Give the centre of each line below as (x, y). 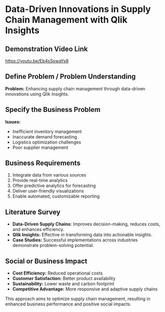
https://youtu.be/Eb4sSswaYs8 (37, 61)
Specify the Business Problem (53, 110)
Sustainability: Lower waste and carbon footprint (63, 284)
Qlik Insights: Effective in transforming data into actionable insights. (82, 235)
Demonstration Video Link (47, 49)
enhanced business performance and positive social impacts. (68, 304)
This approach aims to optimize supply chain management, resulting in (78, 299)
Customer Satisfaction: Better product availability (64, 278)
